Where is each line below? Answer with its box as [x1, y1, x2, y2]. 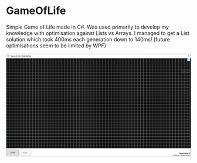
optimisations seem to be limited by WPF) [6, 42, 107, 49]
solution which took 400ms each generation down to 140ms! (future [6, 36, 170, 43]
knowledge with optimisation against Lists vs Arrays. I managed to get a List [6, 29, 189, 36]
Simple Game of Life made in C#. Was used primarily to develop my [6, 23, 169, 30]
